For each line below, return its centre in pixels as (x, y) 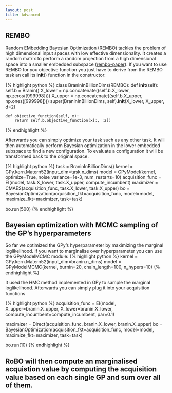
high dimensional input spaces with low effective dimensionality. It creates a (86, 53)
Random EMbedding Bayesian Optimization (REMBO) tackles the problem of (85, 48)
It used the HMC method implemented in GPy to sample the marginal (78, 283)
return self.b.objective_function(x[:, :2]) (63, 121)
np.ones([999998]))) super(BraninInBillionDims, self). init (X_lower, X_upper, (85, 101)
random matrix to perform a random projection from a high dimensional (81, 59)
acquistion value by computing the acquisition (81, 369)
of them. (19, 385)
